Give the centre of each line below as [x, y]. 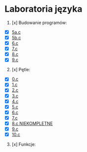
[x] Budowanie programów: [39, 23]
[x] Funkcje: [24, 144]
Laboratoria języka [43, 9]
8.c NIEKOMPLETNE [32, 123]
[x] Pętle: [21, 70]
